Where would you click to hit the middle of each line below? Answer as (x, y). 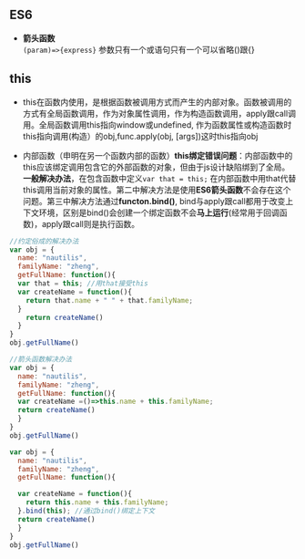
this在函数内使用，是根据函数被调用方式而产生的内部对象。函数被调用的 (157, 102)
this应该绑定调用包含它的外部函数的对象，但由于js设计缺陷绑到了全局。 (156, 167)
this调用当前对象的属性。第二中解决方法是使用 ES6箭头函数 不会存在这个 (157, 190)
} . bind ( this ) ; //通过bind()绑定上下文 (86, 511)
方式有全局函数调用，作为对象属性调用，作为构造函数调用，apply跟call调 (159, 113)
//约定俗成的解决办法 (44, 241)
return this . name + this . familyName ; (97, 502)
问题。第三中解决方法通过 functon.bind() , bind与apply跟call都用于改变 (154, 201)
